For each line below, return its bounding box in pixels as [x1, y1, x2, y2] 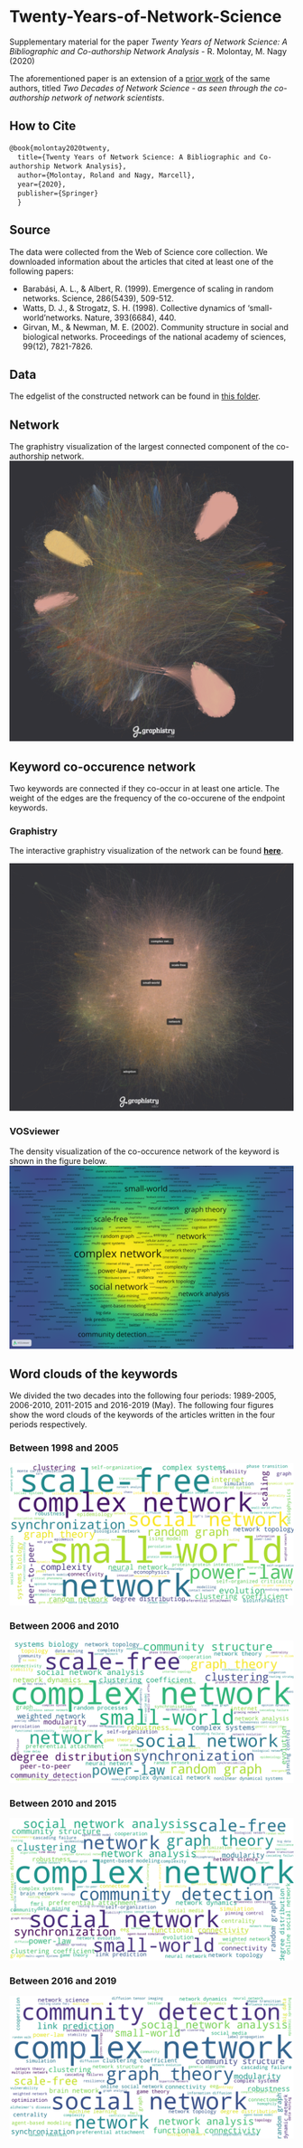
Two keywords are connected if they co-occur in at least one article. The [9, 783, 280, 794]
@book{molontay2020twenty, [9, 143, 111, 153]
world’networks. [22, 312, 83, 323]
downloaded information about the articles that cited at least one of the [9, 256, 274, 267]
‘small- [247, 302, 273, 313]
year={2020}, [17, 179, 67, 189]
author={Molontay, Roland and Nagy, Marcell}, [17, 170, 196, 180]
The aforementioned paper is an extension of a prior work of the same [9, 72, 271, 83]
